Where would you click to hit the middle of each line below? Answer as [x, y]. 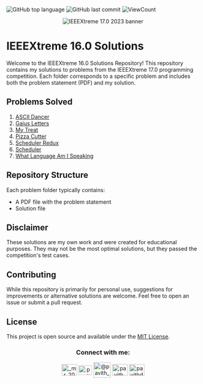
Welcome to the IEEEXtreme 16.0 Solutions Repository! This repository [95, 63]
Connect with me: [103, 352]
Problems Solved [40, 102]
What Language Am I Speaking [54, 156]
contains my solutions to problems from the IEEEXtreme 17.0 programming [100, 69]
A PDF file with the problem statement [63, 202]
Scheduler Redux [37, 143]
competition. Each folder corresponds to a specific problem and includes [98, 76]
